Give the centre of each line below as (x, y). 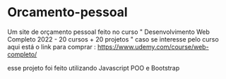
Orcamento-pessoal (68, 12)
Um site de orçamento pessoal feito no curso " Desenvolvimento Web (109, 32)
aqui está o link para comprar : (52, 47)
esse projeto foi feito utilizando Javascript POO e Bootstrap (94, 68)
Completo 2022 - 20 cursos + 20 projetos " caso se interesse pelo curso (113, 39)
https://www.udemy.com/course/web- (154, 47)
